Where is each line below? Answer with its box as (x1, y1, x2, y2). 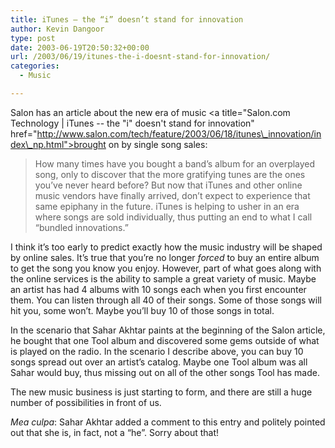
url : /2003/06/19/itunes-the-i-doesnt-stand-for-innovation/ (10, 52, 271, 62)
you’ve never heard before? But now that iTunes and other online (34, 179, 303, 191)
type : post (10, 33, 56, 43)
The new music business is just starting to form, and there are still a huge (10, 386, 313, 398)
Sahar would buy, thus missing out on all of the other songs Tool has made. (10, 366, 320, 378)
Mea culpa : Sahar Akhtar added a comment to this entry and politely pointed (10, 416, 326, 428)
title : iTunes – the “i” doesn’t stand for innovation (10, 14, 244, 25)
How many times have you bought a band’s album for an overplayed (34, 157, 316, 170)
